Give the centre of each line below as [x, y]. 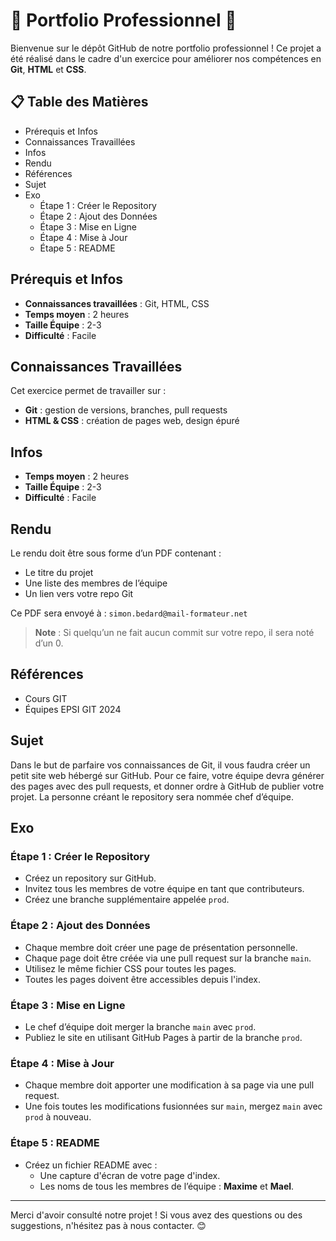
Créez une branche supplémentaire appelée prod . [127, 900]
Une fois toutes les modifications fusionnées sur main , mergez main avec [173, 1106]
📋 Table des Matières [79, 102]
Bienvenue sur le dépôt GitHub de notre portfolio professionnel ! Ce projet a [166, 48]
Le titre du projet [59, 572]
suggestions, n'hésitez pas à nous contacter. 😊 [108, 1225]
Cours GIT [46, 698]
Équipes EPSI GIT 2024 [73, 709]
